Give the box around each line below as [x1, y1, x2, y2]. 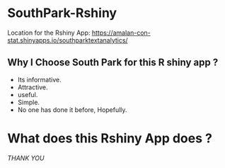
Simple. [17, 98, 40, 106]
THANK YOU [7, 154, 45, 162]
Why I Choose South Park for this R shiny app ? [7, 57, 219, 69]
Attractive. [17, 83, 48, 91]
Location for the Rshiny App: [7, 28, 91, 37]
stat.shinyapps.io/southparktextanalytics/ [7, 35, 129, 44]
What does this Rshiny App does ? [7, 130, 212, 146]
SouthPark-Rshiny [7, 5, 117, 21]
